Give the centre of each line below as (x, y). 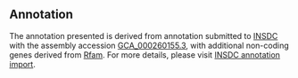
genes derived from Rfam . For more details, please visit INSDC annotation (145, 55)
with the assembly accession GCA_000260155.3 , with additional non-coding (149, 45)
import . (22, 64)
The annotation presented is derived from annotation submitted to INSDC (144, 35)
